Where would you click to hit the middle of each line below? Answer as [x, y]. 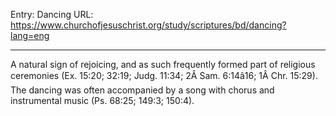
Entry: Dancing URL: [52, 14]
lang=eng [30, 35]
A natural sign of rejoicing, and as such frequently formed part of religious [163, 64]
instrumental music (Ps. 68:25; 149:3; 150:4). [102, 100]
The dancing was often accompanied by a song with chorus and [142, 90]
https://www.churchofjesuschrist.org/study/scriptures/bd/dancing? [148, 25]
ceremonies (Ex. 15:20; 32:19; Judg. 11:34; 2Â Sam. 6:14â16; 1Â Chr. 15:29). [164, 75]
